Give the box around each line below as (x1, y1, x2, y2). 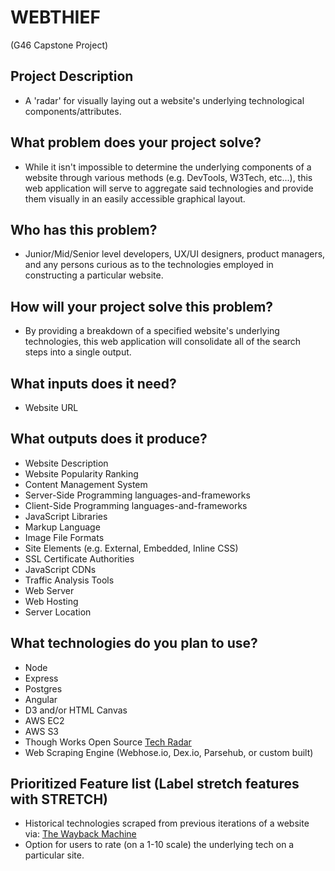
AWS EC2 (24, 714, 65, 726)
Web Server (24, 584, 75, 596)
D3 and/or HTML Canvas (24, 704, 128, 716)
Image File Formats (24, 531, 105, 543)
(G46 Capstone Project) (10, 39, 109, 51)
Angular (24, 693, 58, 705)
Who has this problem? (10, 221, 158, 238)
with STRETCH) (10, 791, 108, 808)
